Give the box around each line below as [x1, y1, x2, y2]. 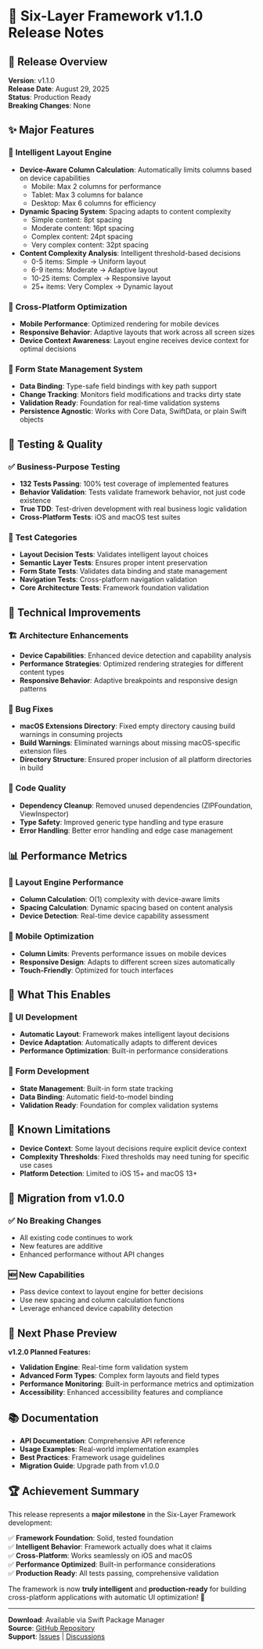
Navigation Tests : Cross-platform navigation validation [19, 575, 197, 584]
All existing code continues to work [19, 1233, 133, 1242]
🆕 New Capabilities [8, 1269, 85, 1280]
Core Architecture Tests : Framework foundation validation [19, 583, 210, 593]
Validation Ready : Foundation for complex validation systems [19, 1100, 219, 1110]
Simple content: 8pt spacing [31, 215, 123, 224]
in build [19, 763, 44, 772]
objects [19, 415, 45, 425]
